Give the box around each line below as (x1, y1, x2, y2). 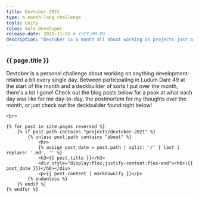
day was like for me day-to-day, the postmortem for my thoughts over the (6, 95, 186, 102)
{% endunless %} (27, 176, 68, 182)
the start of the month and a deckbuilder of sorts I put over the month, (6, 83, 178, 90)
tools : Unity (6, 20, 39, 26)
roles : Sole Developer (6, 25, 63, 32)
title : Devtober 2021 (6, 8, 60, 15)
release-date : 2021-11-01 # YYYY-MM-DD (6, 31, 105, 37)
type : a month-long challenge (6, 14, 82, 20)
